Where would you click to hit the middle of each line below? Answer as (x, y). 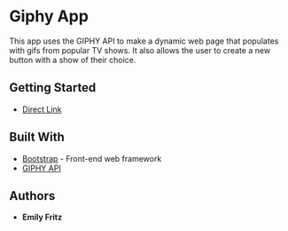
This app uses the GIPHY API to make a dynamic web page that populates (144, 41)
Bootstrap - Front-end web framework (92, 158)
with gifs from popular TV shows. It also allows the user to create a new (140, 50)
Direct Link (42, 109)
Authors (32, 196)
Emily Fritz (42, 217)
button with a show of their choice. (73, 60)
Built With (37, 137)
